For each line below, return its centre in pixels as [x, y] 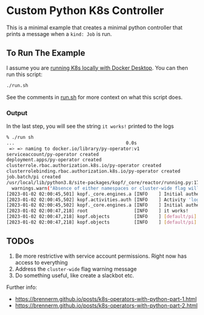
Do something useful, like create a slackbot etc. [75, 275]
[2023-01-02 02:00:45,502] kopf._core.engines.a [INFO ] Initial [95, 205]
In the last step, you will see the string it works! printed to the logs [90, 126]
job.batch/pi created [34, 177]
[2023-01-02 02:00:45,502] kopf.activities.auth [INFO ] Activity [96, 200]
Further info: [22, 287]
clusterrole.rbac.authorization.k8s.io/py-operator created [84, 166]
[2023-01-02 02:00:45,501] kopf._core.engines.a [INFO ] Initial [95, 194]
